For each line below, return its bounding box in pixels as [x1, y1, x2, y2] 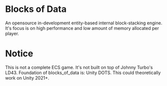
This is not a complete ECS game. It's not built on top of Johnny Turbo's [5, 64, 153, 70]
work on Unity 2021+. [5, 75, 49, 81]
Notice [5, 48, 33, 59]
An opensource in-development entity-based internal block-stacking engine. [5, 20, 163, 26]
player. [5, 30, 19, 36]
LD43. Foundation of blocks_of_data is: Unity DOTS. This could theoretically [5, 70, 161, 76]
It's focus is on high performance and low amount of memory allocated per [5, 25, 160, 31]
